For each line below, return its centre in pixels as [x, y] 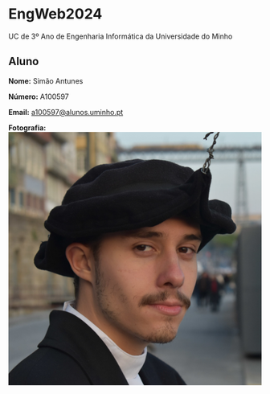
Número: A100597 [39, 96]
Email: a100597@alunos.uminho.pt [66, 112]
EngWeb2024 [55, 14]
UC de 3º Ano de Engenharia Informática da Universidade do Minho [121, 36]
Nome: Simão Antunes [46, 80]
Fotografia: [27, 127]
